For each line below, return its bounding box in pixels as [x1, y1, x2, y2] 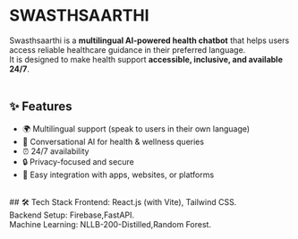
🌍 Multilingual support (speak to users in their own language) [21, 123, 251, 134]
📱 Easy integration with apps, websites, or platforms [21, 169, 215, 180]
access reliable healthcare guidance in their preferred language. [9, 44, 246, 55]
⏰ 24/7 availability [21, 145, 89, 157]
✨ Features [9, 99, 72, 115]
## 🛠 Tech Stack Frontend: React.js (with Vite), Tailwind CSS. [9, 196, 237, 207]
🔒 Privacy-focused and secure [21, 156, 134, 166]
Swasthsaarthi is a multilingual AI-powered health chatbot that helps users [9, 35, 290, 46]
